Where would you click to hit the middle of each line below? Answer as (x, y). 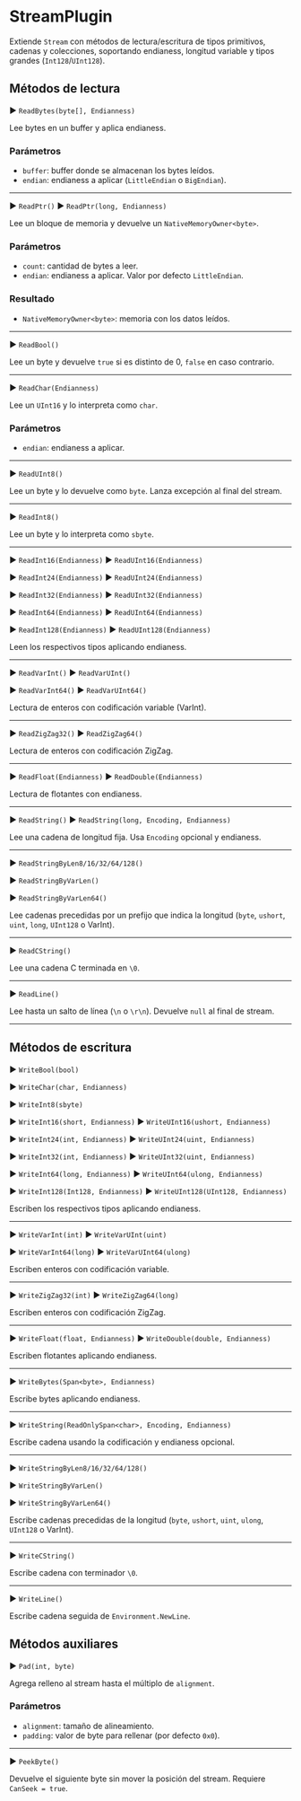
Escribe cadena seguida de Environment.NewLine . (100, 1616)
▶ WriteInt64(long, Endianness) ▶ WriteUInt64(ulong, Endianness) (136, 1173)
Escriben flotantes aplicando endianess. (83, 1355)
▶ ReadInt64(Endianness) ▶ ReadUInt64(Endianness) (106, 611)
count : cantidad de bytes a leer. (80, 266)
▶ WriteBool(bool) (44, 1069)
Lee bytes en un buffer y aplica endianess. (88, 127)
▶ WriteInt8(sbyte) (46, 1104)
